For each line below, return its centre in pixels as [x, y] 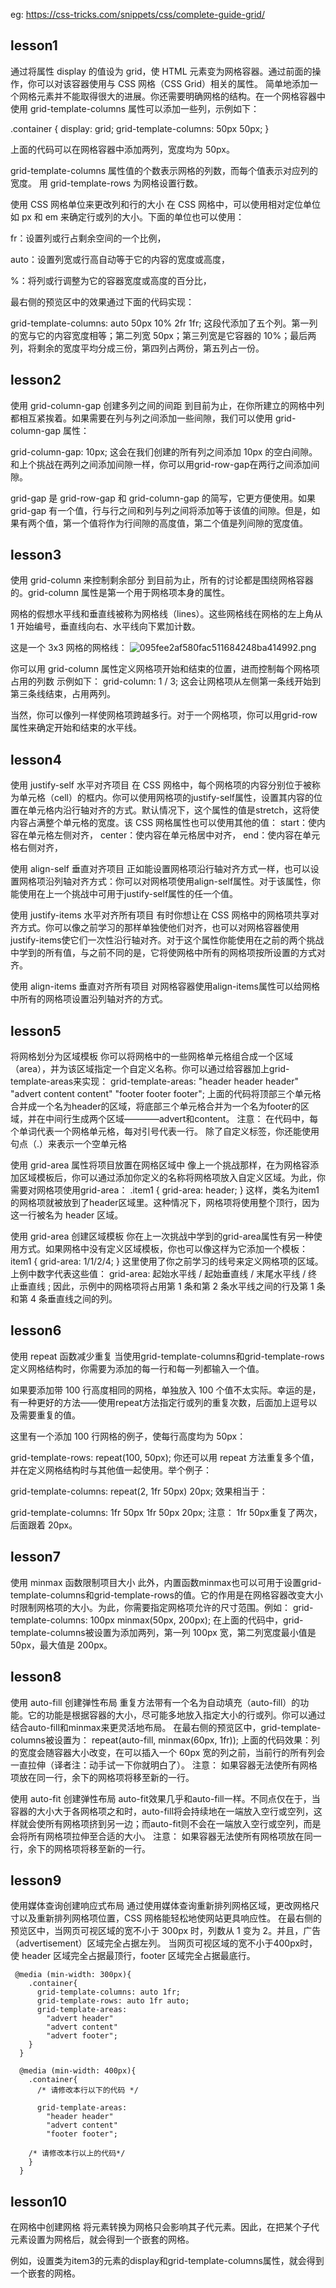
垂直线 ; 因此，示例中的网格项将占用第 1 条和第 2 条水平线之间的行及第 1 [166, 1286]
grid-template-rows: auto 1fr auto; [113, 2001]
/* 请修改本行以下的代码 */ [87, 2090]
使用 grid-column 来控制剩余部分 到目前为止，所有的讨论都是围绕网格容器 [162, 580]
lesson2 [36, 380]
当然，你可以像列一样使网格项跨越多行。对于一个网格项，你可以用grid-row [164, 715]
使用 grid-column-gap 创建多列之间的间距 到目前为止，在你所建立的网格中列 [167, 405]
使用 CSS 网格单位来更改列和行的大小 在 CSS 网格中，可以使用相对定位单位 [166, 204]
